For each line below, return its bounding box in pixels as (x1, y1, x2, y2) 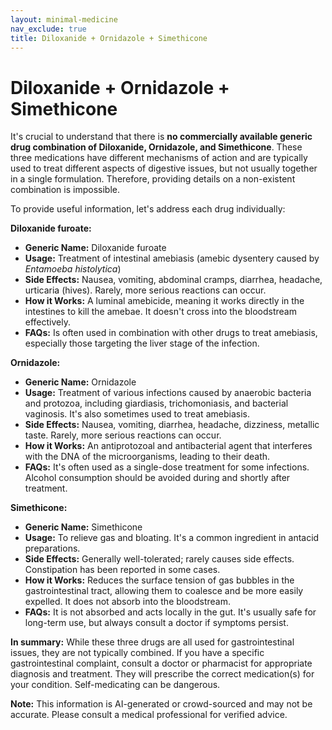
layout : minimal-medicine (10, 14, 118, 25)
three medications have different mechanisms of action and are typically (10, 152, 308, 164)
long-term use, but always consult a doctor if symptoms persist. (24, 617, 289, 629)
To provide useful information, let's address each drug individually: (10, 203, 286, 215)
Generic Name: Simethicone (24, 521, 143, 533)
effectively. (24, 316, 71, 328)
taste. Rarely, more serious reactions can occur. (24, 429, 222, 441)
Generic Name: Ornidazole (24, 376, 137, 388)
